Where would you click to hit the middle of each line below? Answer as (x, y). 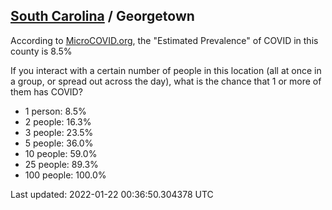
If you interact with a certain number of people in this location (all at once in (166, 70)
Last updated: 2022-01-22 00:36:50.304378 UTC (112, 194)
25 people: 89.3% (61, 164)
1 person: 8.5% (55, 111)
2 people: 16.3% (58, 121)
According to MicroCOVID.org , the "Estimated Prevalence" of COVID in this (164, 40)
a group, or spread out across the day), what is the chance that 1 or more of (166, 81)
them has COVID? (46, 91)
